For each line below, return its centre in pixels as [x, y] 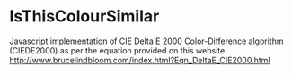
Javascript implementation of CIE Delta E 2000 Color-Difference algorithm [146, 41]
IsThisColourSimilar [84, 16]
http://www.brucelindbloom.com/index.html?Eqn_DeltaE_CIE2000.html [140, 60]
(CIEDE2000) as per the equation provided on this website [117, 50]
